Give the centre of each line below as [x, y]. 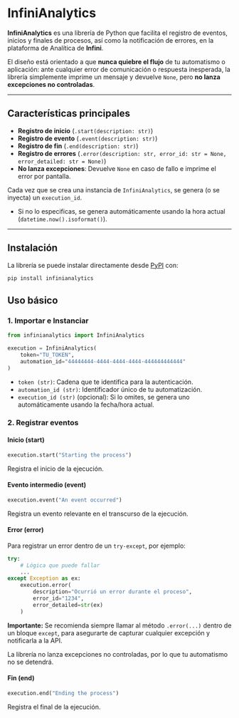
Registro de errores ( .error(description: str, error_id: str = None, [122, 153]
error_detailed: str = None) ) [62, 161]
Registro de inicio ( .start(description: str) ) [85, 130]
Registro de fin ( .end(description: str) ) [78, 146]
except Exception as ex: [44, 578]
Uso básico [33, 300]
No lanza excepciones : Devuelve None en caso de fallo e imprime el [117, 168]
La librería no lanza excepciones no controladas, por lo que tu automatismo [118, 654]
